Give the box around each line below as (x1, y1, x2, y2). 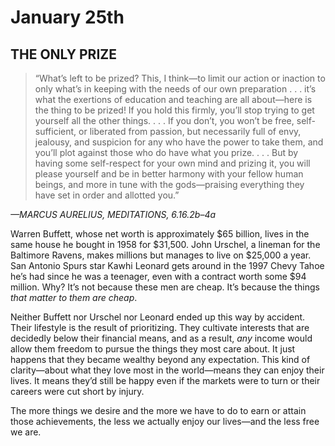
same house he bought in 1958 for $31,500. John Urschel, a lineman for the (10, 239, 321, 250)
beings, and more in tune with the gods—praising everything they (34, 179, 305, 190)
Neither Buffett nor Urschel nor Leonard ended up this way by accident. (10, 311, 306, 323)
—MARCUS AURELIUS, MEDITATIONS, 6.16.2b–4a (10, 209, 217, 220)
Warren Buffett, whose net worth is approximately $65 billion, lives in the (10, 228, 310, 240)
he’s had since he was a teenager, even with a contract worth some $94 (10, 271, 307, 282)
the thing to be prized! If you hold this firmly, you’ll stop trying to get (34, 104, 315, 116)
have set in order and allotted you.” (34, 189, 180, 201)
